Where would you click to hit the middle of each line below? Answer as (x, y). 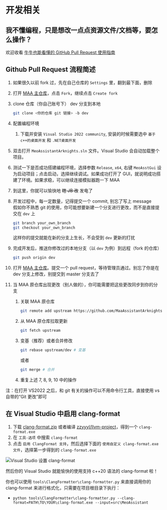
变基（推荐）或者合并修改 (46, 341)
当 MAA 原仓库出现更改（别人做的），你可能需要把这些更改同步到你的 (83, 285)
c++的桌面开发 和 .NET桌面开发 (48, 140)
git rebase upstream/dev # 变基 (53, 350)
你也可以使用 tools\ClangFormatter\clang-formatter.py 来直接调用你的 (79, 482)
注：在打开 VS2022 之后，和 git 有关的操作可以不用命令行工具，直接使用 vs (83, 390)
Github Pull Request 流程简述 (51, 69)
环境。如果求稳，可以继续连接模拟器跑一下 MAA (71, 180)
